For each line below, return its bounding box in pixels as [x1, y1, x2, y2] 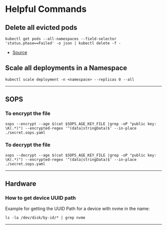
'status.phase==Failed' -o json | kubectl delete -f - [5, 41, 121, 46]
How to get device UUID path [5, 195, 76, 202]
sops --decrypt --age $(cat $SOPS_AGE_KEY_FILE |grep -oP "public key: [5, 153, 157, 157]
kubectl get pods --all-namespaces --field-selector [5, 36, 117, 41]
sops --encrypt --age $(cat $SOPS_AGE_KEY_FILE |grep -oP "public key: [5, 121, 157, 126]
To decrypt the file [5, 142, 51, 149]
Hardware [5, 180, 36, 188]
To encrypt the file [5, 110, 51, 117]
